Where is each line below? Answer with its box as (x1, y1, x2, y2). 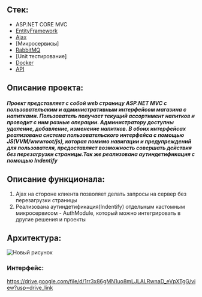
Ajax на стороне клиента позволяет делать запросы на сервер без (15, 190, 187, 197)
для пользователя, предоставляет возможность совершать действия (7, 144, 192, 151)
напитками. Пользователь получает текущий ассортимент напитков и (7, 112, 195, 119)
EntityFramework (15, 27, 58, 34)
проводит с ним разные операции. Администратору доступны (7, 118, 174, 125)
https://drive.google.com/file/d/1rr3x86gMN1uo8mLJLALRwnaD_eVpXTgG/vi (7, 277, 196, 284)
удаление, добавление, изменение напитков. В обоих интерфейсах (7, 125, 186, 132)
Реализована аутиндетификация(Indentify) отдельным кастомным (15, 203, 185, 210)
